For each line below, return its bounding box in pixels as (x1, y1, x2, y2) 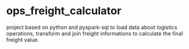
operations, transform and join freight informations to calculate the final (6, 30, 184, 37)
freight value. (6, 36, 39, 43)
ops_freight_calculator (6, 4, 122, 18)
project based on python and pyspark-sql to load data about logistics (6, 24, 178, 31)
